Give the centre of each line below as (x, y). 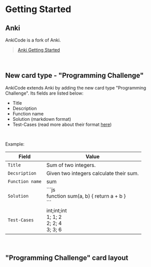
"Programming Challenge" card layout (67, 258)
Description (24, 108)
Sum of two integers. (71, 165)
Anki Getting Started (39, 50)
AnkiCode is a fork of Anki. (33, 40)
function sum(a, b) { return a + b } (86, 196)
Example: (15, 144)
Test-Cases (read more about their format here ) (62, 124)
